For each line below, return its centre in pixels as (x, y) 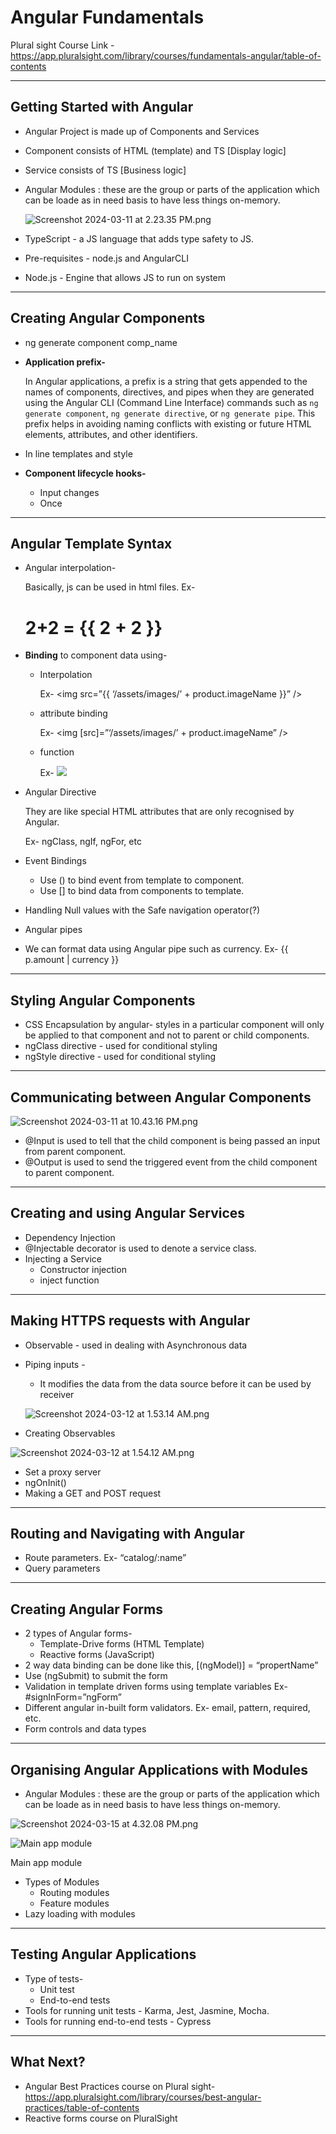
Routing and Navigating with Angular (127, 1533)
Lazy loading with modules (80, 1914)
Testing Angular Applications (103, 1954)
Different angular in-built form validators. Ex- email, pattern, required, (167, 1708)
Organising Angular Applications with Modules (159, 1769)
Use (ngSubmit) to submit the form (96, 1676)
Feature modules (74, 1903)
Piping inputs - (55, 1364)
